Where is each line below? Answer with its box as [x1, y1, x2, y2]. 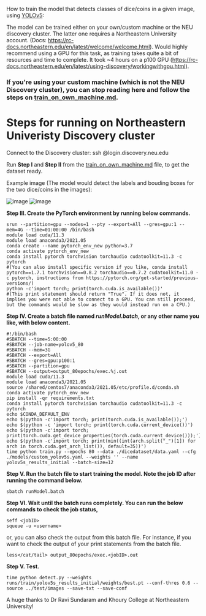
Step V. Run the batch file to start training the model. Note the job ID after [6, 470, 196, 477]
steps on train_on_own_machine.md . [6, 93, 118, 102]
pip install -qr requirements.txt [6, 395, 95, 401]
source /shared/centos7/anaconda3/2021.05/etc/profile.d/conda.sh [6, 384, 180, 391]
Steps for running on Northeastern [6, 116, 186, 130]
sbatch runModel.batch [6, 488, 64, 495]
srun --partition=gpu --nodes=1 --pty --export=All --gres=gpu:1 [6, 221, 177, 227]
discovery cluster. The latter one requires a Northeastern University [6, 30, 177, 37]
